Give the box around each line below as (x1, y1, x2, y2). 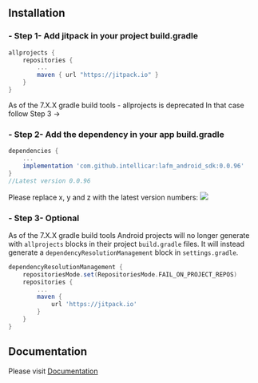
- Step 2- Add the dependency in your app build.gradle (8, 128, 225, 139)
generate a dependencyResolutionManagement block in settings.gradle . (8, 248, 239, 257)
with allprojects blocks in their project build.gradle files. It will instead (8, 239, 245, 248)
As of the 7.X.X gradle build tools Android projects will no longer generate (8, 230, 250, 240)
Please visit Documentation (8, 366, 98, 376)
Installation (8, 6, 65, 20)
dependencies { (8, 147, 59, 155)
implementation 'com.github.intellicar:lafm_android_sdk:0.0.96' (22, 162, 245, 170)
